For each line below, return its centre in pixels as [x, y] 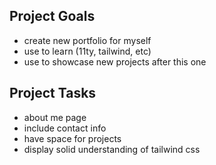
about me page [55, 117]
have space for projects [72, 138]
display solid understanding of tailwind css [112, 149]
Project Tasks [53, 93]
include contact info [65, 128]
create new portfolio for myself [87, 40]
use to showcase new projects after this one [115, 61]
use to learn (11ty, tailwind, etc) [87, 51]
